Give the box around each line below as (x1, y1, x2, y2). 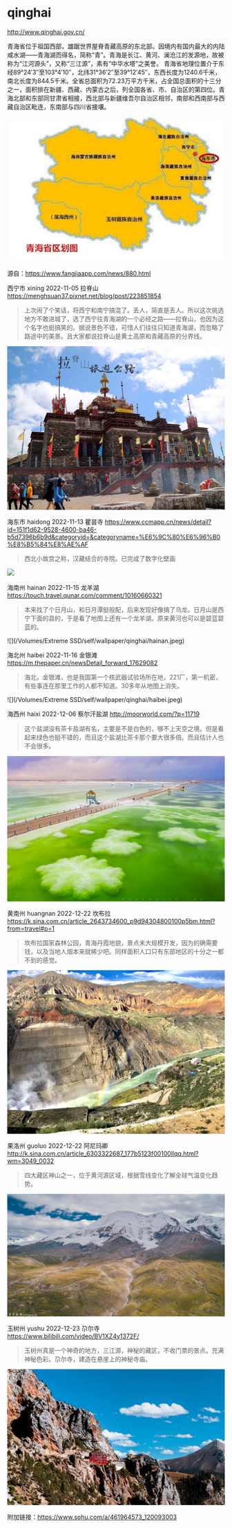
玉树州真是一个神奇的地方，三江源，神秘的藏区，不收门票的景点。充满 (23, 1346, 224, 1354)
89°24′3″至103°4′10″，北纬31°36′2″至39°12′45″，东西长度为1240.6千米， (12, 68, 222, 76)
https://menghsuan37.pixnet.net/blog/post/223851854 (7, 291, 162, 300)
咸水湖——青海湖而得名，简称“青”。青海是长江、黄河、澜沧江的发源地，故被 (7, 51, 224, 59)
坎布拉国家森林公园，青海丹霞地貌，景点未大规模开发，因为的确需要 (23, 938, 218, 946)
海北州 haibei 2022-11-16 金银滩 (7, 651, 98, 659)
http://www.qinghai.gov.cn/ (7, 28, 85, 36)
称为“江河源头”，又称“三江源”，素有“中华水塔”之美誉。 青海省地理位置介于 (7, 59, 219, 67)
